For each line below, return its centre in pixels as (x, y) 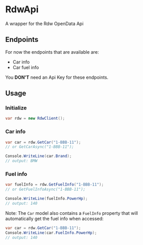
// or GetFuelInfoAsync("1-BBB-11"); (45, 190)
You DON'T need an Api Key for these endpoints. (57, 77)
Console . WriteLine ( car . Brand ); (39, 156)
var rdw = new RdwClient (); (35, 119)
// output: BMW (21, 161)
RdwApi (22, 9)
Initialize (16, 108)
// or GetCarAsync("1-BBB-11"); (40, 147)
